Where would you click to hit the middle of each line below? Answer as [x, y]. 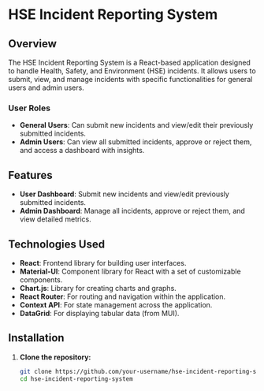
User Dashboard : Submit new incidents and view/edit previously [125, 194]
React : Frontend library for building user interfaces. [103, 263]
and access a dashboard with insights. [82, 151]
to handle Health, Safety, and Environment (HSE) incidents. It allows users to [132, 71]
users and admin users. [46, 88]
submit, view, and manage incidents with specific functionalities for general [130, 79]
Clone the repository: [55, 357]
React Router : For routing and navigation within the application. [123, 296]
